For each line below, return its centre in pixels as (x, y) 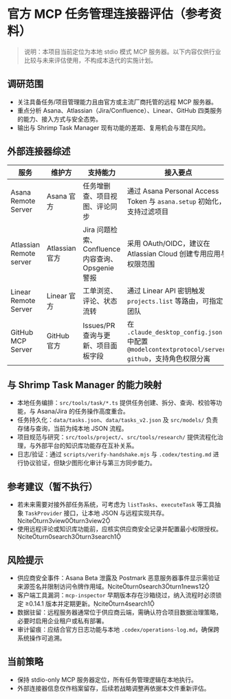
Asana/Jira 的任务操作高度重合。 (83, 411)
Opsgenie (99, 267)
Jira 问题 (97, 230)
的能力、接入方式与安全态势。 (59, 119)
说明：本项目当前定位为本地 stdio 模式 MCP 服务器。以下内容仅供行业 (122, 52)
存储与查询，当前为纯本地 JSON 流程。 (72, 429)
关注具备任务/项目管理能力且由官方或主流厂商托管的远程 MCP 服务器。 (117, 102)
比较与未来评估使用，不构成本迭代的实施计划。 (90, 60)
